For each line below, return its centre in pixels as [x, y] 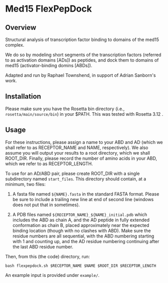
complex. [15, 45]
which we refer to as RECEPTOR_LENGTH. [49, 163]
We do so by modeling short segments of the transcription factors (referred [83, 55]
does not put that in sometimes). [46, 205]
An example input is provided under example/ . [52, 275]
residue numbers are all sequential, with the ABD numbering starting [83, 236]
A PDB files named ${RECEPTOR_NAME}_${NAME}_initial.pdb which [80, 214]
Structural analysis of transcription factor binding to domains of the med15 [82, 39]
